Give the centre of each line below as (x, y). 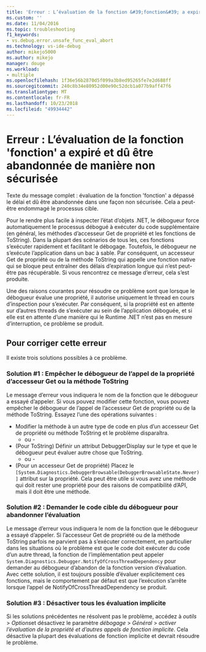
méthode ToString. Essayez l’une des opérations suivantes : (82, 414)
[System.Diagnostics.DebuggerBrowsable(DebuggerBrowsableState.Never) (107, 472)
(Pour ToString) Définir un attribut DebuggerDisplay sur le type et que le (106, 446)
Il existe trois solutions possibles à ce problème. (67, 358)
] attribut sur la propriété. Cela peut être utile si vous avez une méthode (106, 478)
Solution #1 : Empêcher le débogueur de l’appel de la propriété (101, 374)
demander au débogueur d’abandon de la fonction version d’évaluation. (97, 567)
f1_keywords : (23, 35)
